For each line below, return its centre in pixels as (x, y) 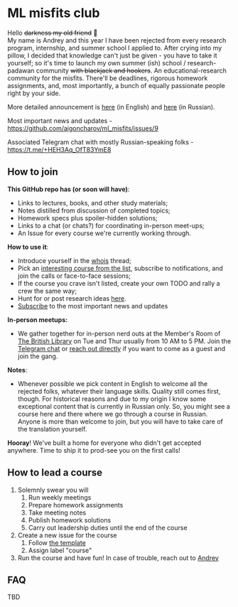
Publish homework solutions (70, 520)
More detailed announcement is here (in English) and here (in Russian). (111, 107)
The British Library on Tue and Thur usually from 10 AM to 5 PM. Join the (124, 341)
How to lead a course (55, 473)
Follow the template (57, 542)
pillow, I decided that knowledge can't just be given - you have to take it (113, 55)
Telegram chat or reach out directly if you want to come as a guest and (121, 348)
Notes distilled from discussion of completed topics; (94, 210)
